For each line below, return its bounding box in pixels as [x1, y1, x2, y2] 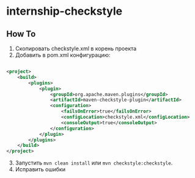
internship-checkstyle [6, 4, 123, 18]
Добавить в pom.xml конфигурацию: [15, 51, 111, 59]
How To [6, 29, 36, 39]
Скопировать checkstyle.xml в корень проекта [15, 45, 137, 52]
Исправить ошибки [15, 166, 66, 173]
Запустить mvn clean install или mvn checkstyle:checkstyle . [15, 159, 173, 166]
